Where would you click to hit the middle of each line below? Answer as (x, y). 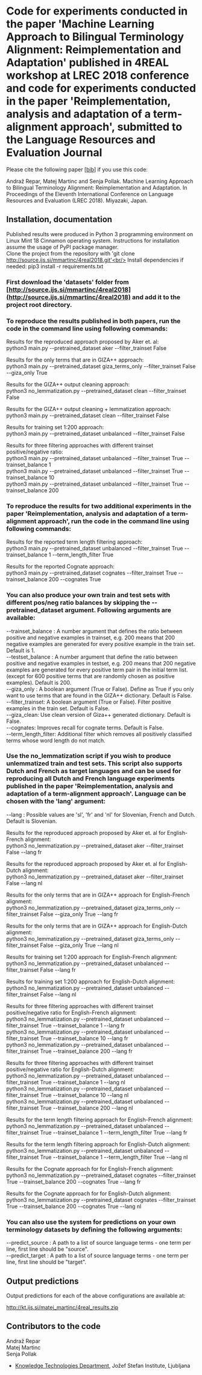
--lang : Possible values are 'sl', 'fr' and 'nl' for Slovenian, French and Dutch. (101, 814)
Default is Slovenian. (32, 821)
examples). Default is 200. (39, 682)
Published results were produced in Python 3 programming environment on (100, 234)
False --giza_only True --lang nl (79, 945)
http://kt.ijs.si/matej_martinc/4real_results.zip (62, 1307)
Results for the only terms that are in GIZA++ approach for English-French (98, 895)
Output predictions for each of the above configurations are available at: (96, 1295)
